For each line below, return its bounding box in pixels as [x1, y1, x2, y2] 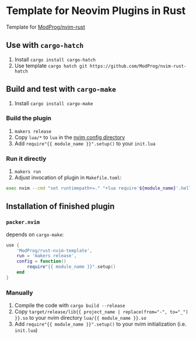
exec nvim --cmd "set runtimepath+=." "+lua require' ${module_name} [6, 185, 176, 191]
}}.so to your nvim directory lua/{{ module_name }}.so [14, 314, 147, 321]
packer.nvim [6, 219, 40, 226]
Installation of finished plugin [6, 202, 115, 212]
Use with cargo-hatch [6, 40, 84, 50]
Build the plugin [6, 114, 51, 122]
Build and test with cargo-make [6, 84, 117, 94]
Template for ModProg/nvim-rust [6, 23, 86, 30]
